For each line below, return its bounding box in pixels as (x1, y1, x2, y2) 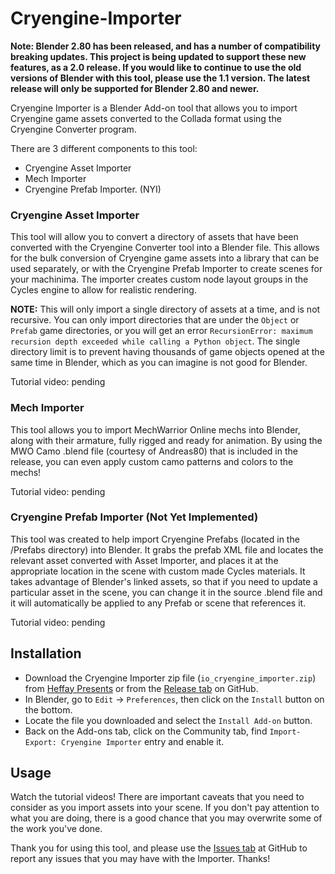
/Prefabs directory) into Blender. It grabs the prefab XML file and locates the (10, 543, 324, 556)
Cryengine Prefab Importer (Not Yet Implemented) (10, 510, 259, 524)
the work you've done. (10, 823, 103, 835)
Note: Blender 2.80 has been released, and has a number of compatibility (10, 40, 322, 52)
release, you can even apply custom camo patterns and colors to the (10, 455, 294, 467)
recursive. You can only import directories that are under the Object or (10, 314, 300, 326)
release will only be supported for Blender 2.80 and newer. (10, 82, 260, 94)
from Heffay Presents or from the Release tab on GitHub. (24, 682, 259, 694)
